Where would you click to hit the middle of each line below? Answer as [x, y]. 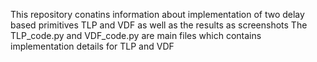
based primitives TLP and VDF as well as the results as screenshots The [159, 25]
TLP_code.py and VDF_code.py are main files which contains [136, 35]
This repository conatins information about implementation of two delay [157, 14]
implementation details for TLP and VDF [92, 46]
